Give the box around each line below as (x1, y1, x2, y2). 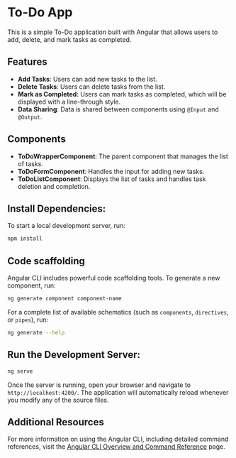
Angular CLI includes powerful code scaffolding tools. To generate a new (7, 274, 220, 283)
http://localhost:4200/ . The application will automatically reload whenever (7, 388, 229, 396)
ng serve (7, 367, 33, 375)
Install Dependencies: (7, 202, 106, 214)
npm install (7, 235, 43, 242)
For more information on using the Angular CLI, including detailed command (7, 435, 229, 444)
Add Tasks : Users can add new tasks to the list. (17, 75, 157, 83)
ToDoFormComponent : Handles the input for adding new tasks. (17, 167, 205, 175)
